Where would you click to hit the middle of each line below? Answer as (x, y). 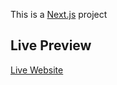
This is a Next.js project (59, 14)
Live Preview (51, 45)
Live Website (37, 70)
